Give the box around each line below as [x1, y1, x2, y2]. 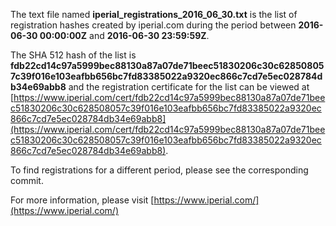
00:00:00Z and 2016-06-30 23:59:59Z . [39, 30, 210, 41]
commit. [10, 175, 44, 186]
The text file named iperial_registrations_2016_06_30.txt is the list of [10, 9, 298, 20]
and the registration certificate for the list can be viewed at [68, 81, 310, 93]
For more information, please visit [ [10, 194, 155, 206]
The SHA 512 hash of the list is [10, 49, 137, 61]
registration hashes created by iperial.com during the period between [10, 19, 297, 31]
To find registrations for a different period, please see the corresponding [10, 164, 309, 176]
